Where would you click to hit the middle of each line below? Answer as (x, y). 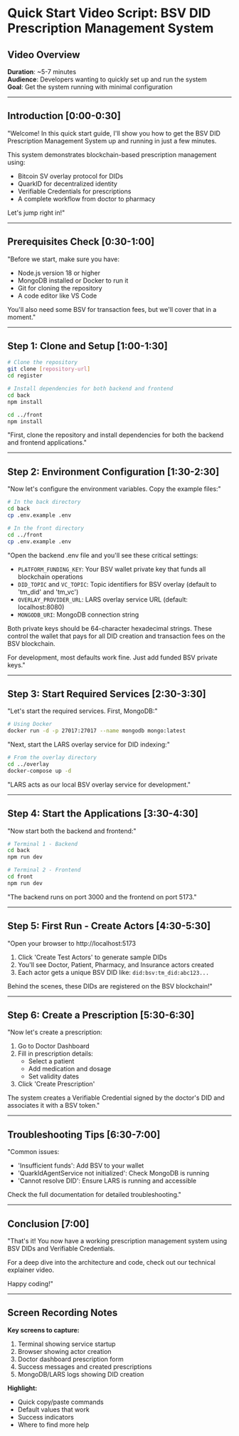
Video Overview (44, 55)
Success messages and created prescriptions (85, 1366)
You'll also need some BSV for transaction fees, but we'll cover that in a (112, 309)
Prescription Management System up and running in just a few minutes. (112, 141)
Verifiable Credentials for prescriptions (74, 191)
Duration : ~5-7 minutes (42, 72)
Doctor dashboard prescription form (70, 1359)
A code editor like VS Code (57, 295)
